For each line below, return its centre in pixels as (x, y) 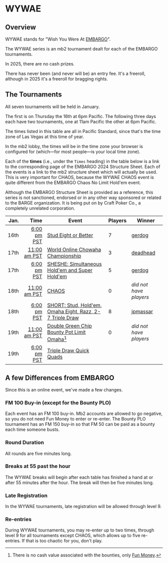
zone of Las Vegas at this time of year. (44, 136)
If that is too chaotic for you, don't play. (62, 541)
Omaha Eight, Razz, (70, 311)
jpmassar (142, 311)
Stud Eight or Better (70, 235)
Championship (64, 255)
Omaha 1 (57, 339)
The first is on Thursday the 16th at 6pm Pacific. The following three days (81, 116)
